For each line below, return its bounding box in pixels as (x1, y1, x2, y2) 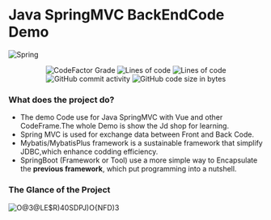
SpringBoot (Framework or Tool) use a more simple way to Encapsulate (19, 155, 258, 165)
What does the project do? (8, 94, 115, 105)
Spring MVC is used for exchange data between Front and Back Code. (19, 129, 255, 139)
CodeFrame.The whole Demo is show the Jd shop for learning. (19, 121, 229, 131)
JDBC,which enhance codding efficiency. (19, 147, 159, 157)
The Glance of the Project (8, 184, 111, 196)
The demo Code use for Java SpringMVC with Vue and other (19, 112, 223, 122)
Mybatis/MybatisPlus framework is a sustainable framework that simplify (19, 138, 263, 148)
